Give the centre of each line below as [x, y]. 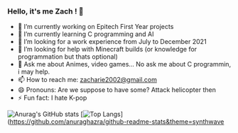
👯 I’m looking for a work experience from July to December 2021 [112, 42]
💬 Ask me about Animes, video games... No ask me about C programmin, [124, 64]
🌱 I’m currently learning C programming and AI [86, 34]
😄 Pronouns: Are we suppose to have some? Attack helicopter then [117, 90]
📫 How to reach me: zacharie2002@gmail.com [87, 80]
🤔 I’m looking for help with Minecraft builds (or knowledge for [107, 50]
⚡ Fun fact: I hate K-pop [52, 98]
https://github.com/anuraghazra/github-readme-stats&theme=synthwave [117, 122]
